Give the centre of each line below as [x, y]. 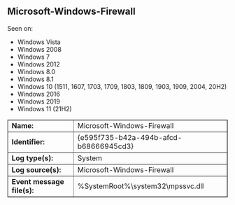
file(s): [23, 190]
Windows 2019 [39, 101]
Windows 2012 [39, 64]
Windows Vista [39, 42]
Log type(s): [33, 158]
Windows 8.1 [35, 79]
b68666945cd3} [106, 146]
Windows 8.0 [36, 71]
